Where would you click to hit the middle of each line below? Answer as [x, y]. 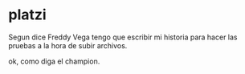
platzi [27, 15]
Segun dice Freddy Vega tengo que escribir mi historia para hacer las [123, 37]
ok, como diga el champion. [54, 61]
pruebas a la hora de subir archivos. [68, 45]
